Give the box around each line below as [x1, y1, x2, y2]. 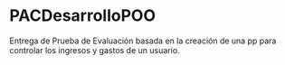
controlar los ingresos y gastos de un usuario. [9, 44, 180, 55]
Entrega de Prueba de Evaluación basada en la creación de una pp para [9, 35, 277, 46]
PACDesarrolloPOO [9, 5, 157, 26]
